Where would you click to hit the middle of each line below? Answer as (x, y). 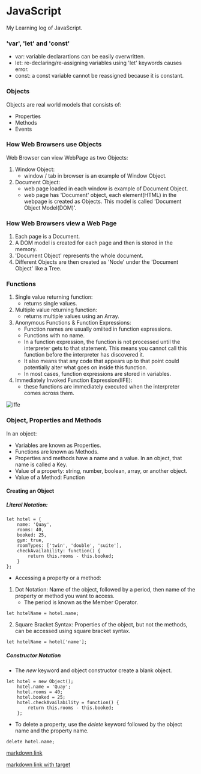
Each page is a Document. (47, 237)
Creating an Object (30, 491)
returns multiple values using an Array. (72, 316)
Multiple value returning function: (56, 310)
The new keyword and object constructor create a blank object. (93, 670)
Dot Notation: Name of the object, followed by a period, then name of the (105, 590)
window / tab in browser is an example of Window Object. (95, 175)
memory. (26, 249)
